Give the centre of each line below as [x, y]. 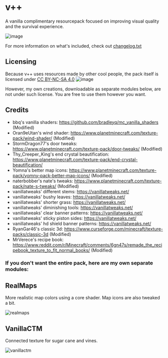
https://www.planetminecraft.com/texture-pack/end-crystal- [75, 159]
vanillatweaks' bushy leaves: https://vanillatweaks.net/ [69, 197]
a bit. [11, 303]
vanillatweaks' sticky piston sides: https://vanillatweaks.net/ [74, 218]
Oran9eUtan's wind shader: [41, 133]
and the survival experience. [35, 26]
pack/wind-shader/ [32, 138]
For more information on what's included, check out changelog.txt [73, 46]
